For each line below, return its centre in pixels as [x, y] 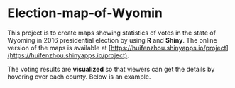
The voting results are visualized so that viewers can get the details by [111, 69]
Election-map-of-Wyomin [85, 13]
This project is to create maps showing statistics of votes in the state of [112, 33]
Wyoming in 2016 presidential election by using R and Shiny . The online [113, 40]
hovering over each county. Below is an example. [79, 77]
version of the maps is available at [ [59, 48]
